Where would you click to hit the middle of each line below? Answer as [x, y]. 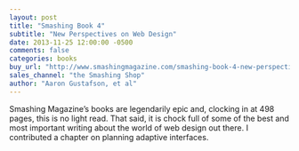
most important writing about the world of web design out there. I [129, 127]
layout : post [33, 17]
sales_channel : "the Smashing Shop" [77, 75]
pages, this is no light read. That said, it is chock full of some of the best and [149, 118]
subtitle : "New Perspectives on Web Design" [93, 34]
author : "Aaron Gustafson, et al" [73, 83]
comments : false [39, 51]
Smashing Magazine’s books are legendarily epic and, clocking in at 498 [142, 108]
